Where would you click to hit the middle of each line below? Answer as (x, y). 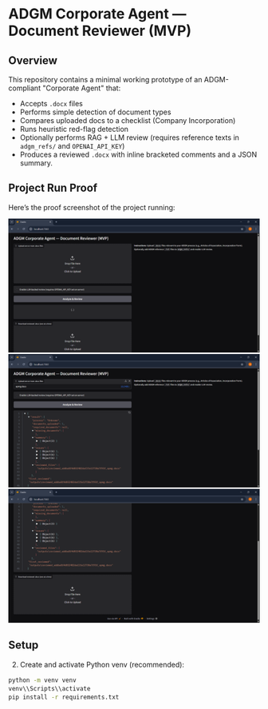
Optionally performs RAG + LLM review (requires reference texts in (129, 137)
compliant (25, 88)
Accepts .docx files (51, 104)
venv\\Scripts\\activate (49, 688)
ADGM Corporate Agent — (97, 14)
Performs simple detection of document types (95, 112)
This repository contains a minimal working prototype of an (105, 80)
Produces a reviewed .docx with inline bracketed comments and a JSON (138, 154)
